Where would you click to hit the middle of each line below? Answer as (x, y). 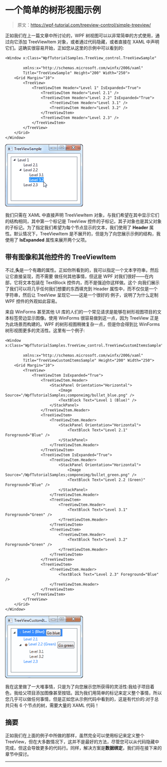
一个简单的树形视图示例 (53, 10)
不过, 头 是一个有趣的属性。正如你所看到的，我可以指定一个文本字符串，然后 (82, 270)
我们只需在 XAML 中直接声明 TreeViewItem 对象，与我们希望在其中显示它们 (82, 215)
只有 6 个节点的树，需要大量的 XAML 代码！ (54, 705)
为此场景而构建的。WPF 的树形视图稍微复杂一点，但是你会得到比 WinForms (83, 324)
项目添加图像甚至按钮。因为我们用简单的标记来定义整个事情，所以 (94, 693)
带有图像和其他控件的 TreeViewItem (61, 257)
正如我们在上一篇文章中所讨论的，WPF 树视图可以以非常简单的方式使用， (80, 35)
